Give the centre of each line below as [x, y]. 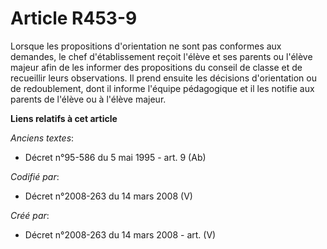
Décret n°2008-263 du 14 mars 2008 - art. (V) [120, 234]
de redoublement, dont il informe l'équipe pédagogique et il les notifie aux [162, 88]
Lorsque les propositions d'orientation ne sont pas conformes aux [146, 46]
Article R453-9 [74, 18]
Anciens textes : [42, 138]
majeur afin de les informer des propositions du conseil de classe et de [156, 67]
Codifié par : [35, 176]
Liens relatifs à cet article [64, 118]
